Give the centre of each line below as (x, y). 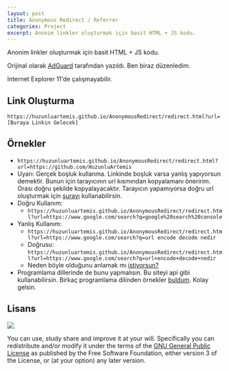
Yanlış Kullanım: (39, 223)
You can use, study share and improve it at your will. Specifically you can (111, 338)
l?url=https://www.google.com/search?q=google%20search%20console (125, 217)
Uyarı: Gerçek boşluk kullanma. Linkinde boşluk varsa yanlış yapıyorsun (119, 174)
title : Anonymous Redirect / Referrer (63, 20)
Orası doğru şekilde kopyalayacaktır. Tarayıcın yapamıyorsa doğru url (115, 188)
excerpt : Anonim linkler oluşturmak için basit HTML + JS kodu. (101, 33)
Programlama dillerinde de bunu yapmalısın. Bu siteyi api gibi (103, 272)
